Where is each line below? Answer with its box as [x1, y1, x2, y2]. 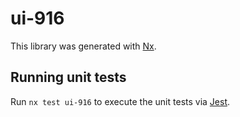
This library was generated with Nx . [10, 40, 157, 52]
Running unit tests [10, 69, 127, 86]
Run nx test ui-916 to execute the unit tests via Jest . [10, 95, 231, 107]
